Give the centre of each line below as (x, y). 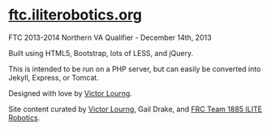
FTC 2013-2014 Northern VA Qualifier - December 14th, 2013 (110, 37)
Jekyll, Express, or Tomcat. (54, 77)
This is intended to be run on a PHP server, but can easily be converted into (135, 69)
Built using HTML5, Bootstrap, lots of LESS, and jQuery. (101, 53)
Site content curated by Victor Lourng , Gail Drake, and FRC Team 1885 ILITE (135, 109)
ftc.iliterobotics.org (75, 15)
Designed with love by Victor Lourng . (70, 93)
